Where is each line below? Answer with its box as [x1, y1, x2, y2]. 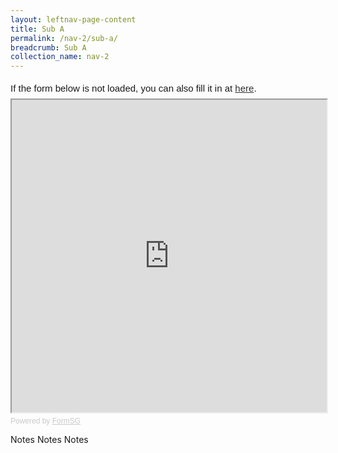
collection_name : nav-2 [10, 52, 110, 62]
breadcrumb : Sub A [10, 42, 87, 53]
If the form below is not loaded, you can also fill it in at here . [10, 82, 257, 95]
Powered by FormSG [10, 416, 82, 426]
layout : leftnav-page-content [10, 14, 137, 25]
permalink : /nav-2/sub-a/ [10, 33, 118, 43]
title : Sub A [10, 24, 65, 34]
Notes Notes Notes [10, 434, 89, 446]
